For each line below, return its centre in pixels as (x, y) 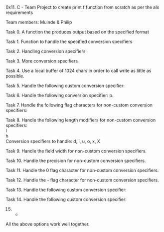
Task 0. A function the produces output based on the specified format (77, 32)
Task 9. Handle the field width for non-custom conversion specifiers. (76, 151)
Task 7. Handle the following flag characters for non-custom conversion (79, 105)
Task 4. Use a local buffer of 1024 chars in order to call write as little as (79, 70)
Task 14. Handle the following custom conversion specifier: (66, 199)
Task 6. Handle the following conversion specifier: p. (60, 95)
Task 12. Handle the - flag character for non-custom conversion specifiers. (82, 180)
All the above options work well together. (48, 224)
